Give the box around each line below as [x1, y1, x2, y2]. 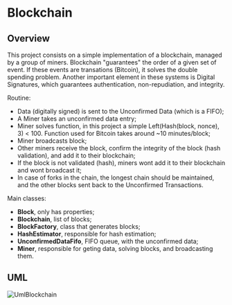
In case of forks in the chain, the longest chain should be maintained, [17, 173, 215, 182]
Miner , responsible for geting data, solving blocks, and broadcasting [17, 245, 213, 252]
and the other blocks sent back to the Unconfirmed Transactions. [17, 181, 204, 189]
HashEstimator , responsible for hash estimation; [17, 230, 157, 238]
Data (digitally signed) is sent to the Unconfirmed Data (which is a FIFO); [17, 107, 224, 115]
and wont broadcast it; [17, 166, 82, 174]
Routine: [7, 94, 31, 102]
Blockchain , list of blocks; [17, 215, 92, 223]
